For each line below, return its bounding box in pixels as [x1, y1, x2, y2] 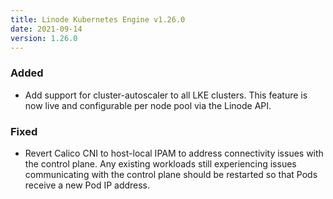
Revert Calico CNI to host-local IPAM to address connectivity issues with [24, 147, 324, 159]
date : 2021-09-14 [10, 24, 83, 34]
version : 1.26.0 [10, 33, 78, 43]
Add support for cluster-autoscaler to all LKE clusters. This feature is [24, 89, 308, 101]
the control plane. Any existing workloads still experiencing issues [24, 157, 297, 170]
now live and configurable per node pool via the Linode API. [24, 99, 272, 111]
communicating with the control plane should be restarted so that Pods [24, 168, 318, 180]
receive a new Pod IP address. [24, 179, 151, 191]
